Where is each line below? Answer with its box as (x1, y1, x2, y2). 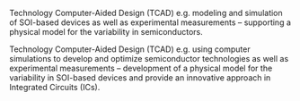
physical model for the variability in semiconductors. (9, 27, 204, 37)
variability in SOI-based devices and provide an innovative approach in (9, 72, 271, 83)
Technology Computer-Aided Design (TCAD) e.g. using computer (9, 44, 251, 55)
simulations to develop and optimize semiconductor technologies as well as (9, 54, 289, 63)
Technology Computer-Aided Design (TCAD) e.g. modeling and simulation (9, 8, 283, 18)
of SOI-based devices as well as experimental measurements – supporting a (9, 17, 292, 28)
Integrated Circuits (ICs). (9, 82, 101, 92)
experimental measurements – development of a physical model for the (9, 63, 273, 73)
